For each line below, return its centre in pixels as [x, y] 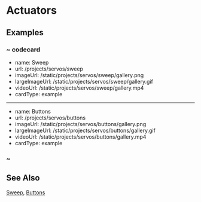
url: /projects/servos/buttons [50, 118]
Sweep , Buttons [26, 192]
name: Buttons [33, 111]
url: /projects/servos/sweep [49, 69]
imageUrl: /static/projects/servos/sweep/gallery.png [79, 75]
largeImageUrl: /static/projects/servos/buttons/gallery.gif [85, 130]
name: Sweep [32, 62]
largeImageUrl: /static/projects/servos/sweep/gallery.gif [84, 81]
